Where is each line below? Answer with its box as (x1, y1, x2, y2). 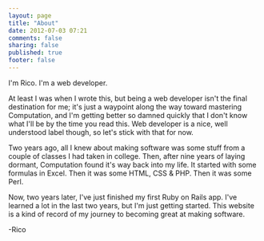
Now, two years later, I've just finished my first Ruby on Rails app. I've (8, 192, 238, 202)
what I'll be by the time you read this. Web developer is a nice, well (8, 119, 228, 128)
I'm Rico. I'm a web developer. (8, 77, 108, 88)
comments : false (8, 34, 62, 42)
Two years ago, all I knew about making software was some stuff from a (8, 143, 246, 152)
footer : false (8, 57, 56, 65)
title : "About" (8, 19, 59, 27)
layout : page (8, 11, 52, 20)
